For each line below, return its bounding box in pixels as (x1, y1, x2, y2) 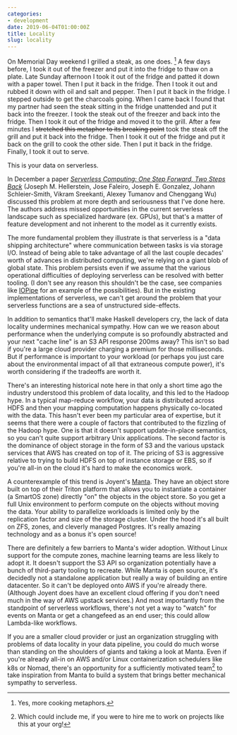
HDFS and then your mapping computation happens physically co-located (7, 404, 223, 412)
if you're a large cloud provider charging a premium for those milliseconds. (7, 344, 224, 353)
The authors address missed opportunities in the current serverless (7, 204, 203, 213)
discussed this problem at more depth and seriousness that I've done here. (7, 197, 226, 206)
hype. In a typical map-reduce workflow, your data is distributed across (7, 396, 215, 404)
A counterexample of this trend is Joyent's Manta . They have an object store (7, 477, 229, 486)
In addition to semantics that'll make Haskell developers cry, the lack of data (7, 314, 229, 323)
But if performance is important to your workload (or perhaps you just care (7, 352, 224, 360)
